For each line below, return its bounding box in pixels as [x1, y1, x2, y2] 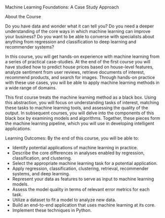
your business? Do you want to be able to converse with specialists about [5, 34, 154, 39]
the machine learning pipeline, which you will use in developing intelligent [5, 120, 154, 126]
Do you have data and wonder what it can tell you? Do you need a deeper [5, 23, 154, 29]
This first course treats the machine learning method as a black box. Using [5, 94, 157, 100]
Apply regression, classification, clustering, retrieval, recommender [12, 165, 149, 171]
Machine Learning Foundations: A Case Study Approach [5, 4, 119, 10]
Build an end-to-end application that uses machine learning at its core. [12, 202, 156, 208]
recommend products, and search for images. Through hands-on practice [5, 75, 155, 80]
